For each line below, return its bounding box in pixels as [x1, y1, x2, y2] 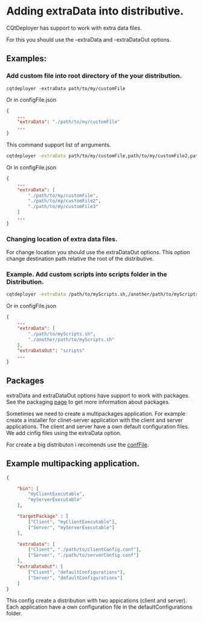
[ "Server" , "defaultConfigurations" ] [28, 575, 123, 581]
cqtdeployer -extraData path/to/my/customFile [6, 85, 126, 91]
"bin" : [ [17, 485, 39, 491]
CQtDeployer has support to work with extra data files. [6, 24, 142, 31]
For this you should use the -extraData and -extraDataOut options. [6, 36, 171, 43]
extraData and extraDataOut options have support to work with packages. [6, 391, 190, 399]
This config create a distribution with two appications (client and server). [6, 597, 187, 604]
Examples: [6, 53, 47, 64]
